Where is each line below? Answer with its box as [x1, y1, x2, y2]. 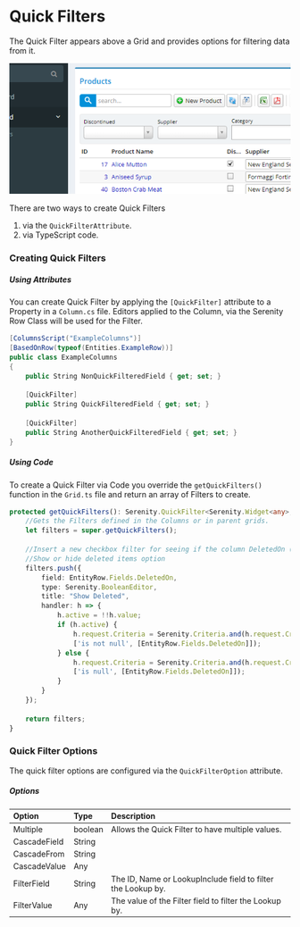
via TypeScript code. [21, 230, 99, 240]
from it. [9, 45, 36, 55]
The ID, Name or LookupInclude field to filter [111, 873, 274, 884]
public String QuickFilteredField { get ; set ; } [25, 400, 210, 409]
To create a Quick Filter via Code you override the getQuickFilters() [9, 480, 262, 490]
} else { [56, 648, 90, 657]
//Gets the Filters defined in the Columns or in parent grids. [25, 516, 270, 526]
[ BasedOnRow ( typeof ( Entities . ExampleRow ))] [9, 343, 174, 352]
